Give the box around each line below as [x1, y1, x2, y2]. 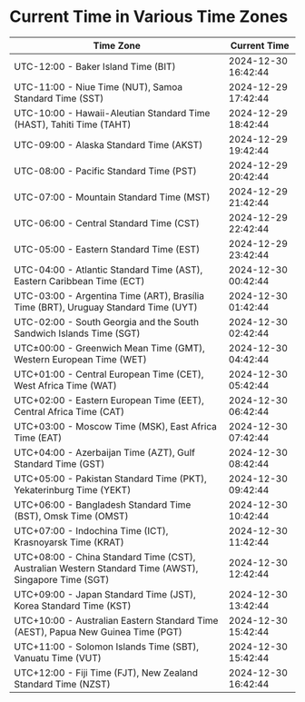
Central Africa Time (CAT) [14, 405, 125, 418]
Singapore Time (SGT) [14, 573, 110, 586]
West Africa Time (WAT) [14, 379, 118, 391]
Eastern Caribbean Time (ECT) [14, 274, 145, 287]
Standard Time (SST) [14, 92, 104, 104]
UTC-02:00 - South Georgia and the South [14, 315, 200, 328]
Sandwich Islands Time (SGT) [14, 327, 141, 340]
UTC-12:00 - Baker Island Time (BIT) [14, 60, 176, 73]
